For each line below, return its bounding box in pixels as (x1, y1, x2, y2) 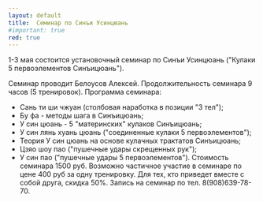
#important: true (8, 26, 65, 34)
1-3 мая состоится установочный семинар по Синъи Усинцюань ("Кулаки (8, 55, 256, 65)
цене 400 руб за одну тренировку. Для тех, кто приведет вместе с (19, 170, 245, 179)
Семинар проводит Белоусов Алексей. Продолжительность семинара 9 (8, 79, 253, 88)
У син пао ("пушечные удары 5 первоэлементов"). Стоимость (19, 153, 229, 163)
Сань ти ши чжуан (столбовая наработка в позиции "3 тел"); (19, 103, 224, 112)
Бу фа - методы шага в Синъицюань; (19, 111, 144, 121)
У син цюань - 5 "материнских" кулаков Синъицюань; (19, 119, 202, 129)
